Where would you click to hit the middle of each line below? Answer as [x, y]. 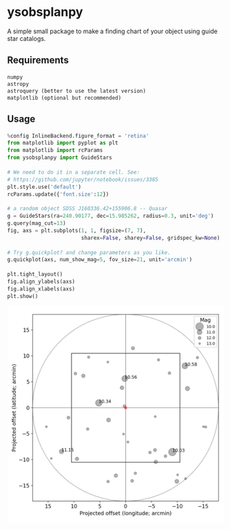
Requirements [38, 61]
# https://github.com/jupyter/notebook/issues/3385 [83, 179]
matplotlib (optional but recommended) [64, 98]
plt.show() [23, 296]
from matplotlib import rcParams [55, 150]
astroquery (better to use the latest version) [77, 91]
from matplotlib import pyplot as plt [63, 143]
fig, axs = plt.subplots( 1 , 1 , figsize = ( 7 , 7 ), [77, 230]
